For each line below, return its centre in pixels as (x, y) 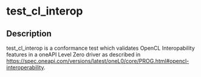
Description (29, 34)
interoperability (25, 67)
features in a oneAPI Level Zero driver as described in (73, 55)
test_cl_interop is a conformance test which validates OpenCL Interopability (101, 48)
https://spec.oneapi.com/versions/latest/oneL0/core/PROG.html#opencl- (98, 61)
